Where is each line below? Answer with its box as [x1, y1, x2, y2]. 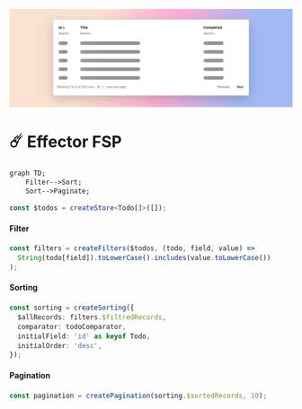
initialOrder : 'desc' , [17, 341, 102, 350]
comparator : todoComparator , [17, 322, 127, 331]
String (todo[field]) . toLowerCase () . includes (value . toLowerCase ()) [17, 254, 271, 263]
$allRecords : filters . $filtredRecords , [17, 312, 167, 322]
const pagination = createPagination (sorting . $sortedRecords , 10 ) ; [9, 391, 268, 400]
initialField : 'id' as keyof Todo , [17, 332, 151, 341]
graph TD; [9, 169, 47, 178]
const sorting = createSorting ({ [9, 303, 135, 313]
